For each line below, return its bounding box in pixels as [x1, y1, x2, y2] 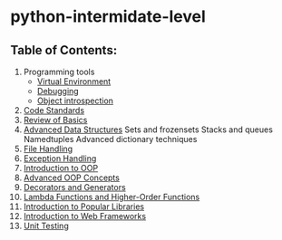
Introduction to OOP [23, 163, 99, 173]
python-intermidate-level [10, 6, 207, 27]
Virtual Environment [36, 76, 112, 87]
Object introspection [36, 95, 114, 106]
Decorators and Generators [23, 182, 126, 192]
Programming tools [23, 66, 95, 77]
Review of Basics [23, 115, 88, 125]
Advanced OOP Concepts [23, 172, 121, 183]
